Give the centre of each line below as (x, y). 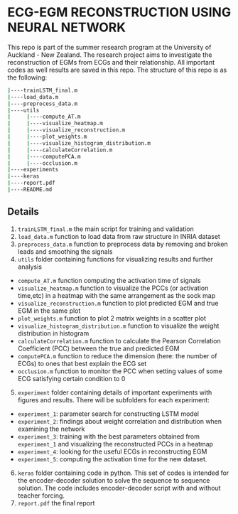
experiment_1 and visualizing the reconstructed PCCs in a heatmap (115, 444)
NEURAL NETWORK (67, 27)
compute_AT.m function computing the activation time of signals (109, 280)
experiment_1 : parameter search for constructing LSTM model (108, 414)
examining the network (51, 429)
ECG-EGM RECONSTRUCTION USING (119, 12)
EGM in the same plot (49, 311)
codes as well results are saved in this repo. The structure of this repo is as (117, 70)
